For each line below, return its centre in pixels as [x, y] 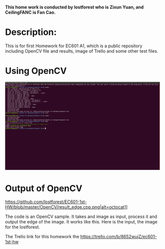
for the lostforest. [23, 227]
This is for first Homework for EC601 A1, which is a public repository [74, 46]
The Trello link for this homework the [42, 237]
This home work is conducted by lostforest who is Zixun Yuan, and [74, 7]
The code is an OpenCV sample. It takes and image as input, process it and [81, 217]
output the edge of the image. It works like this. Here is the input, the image [81, 222]
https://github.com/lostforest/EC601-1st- [46, 202]
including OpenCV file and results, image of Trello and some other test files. [82, 51]
